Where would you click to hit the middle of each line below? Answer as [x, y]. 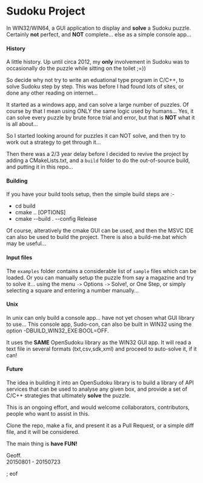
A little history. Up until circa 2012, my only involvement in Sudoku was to [98, 62]
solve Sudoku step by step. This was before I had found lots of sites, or [95, 87]
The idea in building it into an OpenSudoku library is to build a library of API [100, 382]
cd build [25, 206]
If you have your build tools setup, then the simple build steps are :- [91, 194]
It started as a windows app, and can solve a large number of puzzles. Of [98, 105]
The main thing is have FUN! [42, 444]
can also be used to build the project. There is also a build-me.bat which [96, 237]
